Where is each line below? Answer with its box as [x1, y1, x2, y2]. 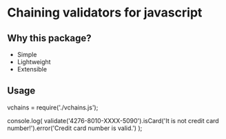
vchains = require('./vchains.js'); [7, 103, 99, 111]
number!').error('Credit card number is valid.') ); [7, 124, 143, 132]
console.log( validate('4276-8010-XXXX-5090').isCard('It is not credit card [7, 116, 219, 125]
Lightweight [17, 58, 51, 66]
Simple [17, 50, 37, 58]
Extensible [17, 65, 47, 73]
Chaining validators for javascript [7, 5, 203, 21]
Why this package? [7, 32, 92, 44]
